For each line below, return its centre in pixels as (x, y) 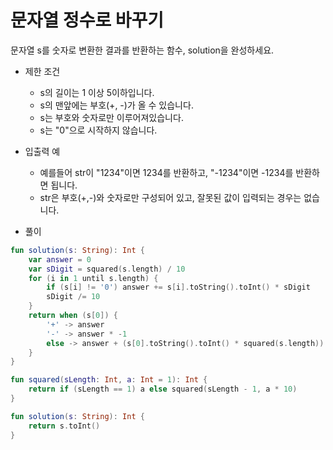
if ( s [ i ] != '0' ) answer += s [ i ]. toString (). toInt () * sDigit (178, 287)
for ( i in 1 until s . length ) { (93, 278)
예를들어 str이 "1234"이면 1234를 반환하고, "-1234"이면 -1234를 (166, 172)
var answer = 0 (60, 259)
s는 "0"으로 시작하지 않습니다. (98, 130)
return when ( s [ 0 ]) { (73, 316)
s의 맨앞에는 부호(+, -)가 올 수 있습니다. (116, 105)
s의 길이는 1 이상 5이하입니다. (97, 92)
